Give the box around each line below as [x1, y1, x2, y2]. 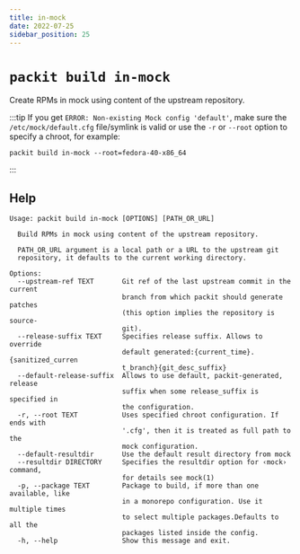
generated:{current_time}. [154, 347, 255, 357]
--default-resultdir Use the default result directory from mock [17, 450, 292, 459]
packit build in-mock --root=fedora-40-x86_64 [9, 149, 187, 158]
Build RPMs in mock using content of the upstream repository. [17, 230, 259, 239]
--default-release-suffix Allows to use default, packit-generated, [17, 372, 283, 381]
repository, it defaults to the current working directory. [17, 253, 247, 263]
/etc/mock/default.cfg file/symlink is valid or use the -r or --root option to [9, 122, 287, 133]
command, [9, 466, 42, 475]
